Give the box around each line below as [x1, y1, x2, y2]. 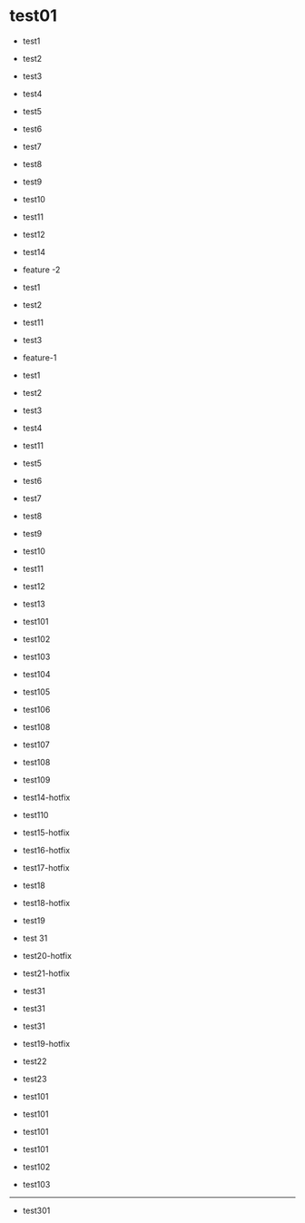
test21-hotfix [22, 968, 71, 979]
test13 [22, 598, 45, 609]
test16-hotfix [22, 844, 71, 855]
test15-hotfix [22, 827, 70, 838]
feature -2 [22, 264, 61, 275]
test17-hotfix [22, 862, 70, 873]
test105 [22, 686, 51, 697]
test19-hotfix [22, 1038, 71, 1049]
